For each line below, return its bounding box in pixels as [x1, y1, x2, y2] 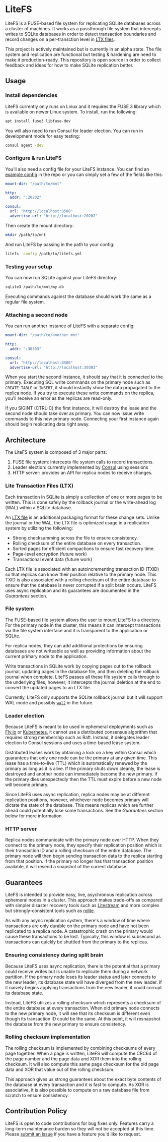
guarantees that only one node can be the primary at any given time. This [5, 755, 157, 761]
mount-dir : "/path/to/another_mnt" [5, 333, 80, 338]
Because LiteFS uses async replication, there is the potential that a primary [5, 963, 160, 969]
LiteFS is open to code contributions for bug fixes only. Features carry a [5, 1120, 154, 1126]
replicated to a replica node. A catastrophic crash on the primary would [5, 928, 153, 934]
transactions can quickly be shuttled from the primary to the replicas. [5, 939, 148, 945]
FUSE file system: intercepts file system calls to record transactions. [12, 459, 154, 465]
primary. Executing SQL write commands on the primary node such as [5, 379, 151, 385]
